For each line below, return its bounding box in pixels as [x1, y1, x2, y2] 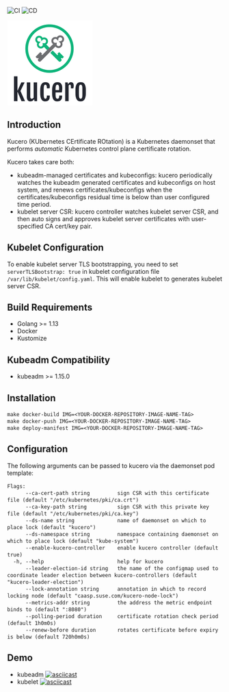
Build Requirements [7, 302, 93, 313]
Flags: [7, 483, 26, 489]
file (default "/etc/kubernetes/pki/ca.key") [7, 510, 139, 517]
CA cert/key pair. [44, 222, 92, 230]
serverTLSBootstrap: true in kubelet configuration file [7, 267, 160, 275]
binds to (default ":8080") [7, 606, 87, 613]
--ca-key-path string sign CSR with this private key [25, 503, 210, 510]
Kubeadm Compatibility [7, 354, 111, 366]
